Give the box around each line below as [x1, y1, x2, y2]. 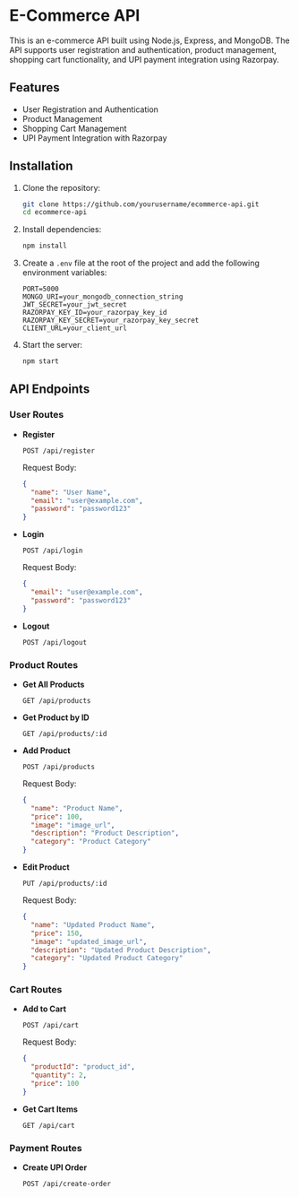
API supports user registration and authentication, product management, [9, 44, 277, 55]
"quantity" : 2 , [30, 1071, 88, 1080]
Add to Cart [21, 1003, 67, 1014]
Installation [9, 159, 73, 174]
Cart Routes [9, 984, 63, 996]
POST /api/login [21, 546, 83, 556]
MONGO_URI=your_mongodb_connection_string [21, 292, 184, 301]
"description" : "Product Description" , [30, 828, 180, 838]
